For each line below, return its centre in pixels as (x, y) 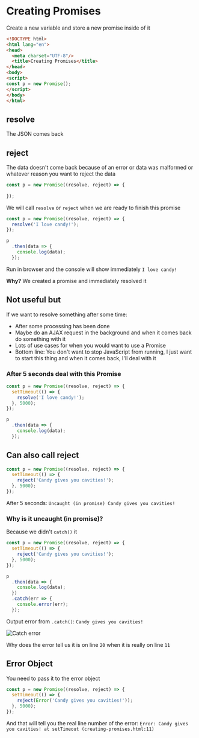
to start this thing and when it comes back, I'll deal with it (85, 358)
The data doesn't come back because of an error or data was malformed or (100, 168)
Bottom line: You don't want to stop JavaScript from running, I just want (103, 352)
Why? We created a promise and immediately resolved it (76, 281)
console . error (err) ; (43, 605)
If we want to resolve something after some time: (67, 314)
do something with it (40, 339)
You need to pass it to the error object (53, 678)
